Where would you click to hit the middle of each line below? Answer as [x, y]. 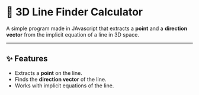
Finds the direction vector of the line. [60, 79]
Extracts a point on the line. [49, 73]
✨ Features [27, 59]
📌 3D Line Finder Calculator [75, 12]
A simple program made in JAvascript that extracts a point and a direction [97, 28]
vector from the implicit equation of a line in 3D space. [73, 34]
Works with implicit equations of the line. [64, 86]
